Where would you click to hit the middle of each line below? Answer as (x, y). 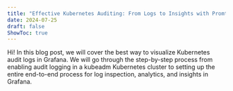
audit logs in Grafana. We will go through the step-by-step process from (110, 60)
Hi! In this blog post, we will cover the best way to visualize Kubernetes (109, 52)
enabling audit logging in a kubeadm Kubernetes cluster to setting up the (111, 67)
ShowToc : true (28, 33)
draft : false (26, 26)
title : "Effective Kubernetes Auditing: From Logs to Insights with (108, 13)
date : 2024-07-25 (32, 20)
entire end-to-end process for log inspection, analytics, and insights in (108, 74)
